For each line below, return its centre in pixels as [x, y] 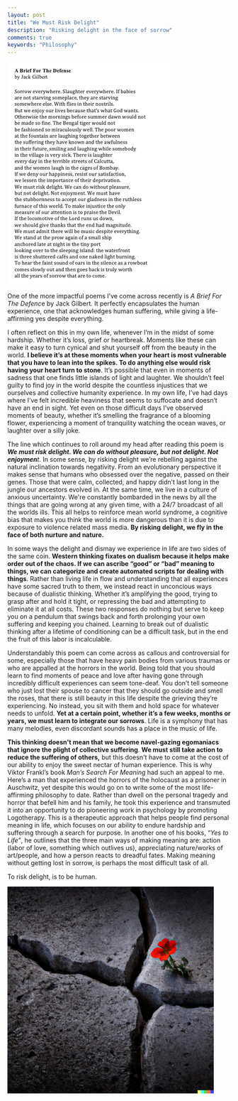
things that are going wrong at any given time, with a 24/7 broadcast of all [115, 505]
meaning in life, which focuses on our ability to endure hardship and [106, 825]
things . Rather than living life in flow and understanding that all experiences [118, 579]
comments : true [30, 38]
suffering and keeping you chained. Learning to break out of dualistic [108, 624]
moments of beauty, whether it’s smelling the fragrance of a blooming [109, 416]
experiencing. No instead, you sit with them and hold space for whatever [113, 706]
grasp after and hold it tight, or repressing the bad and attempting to [107, 602]
